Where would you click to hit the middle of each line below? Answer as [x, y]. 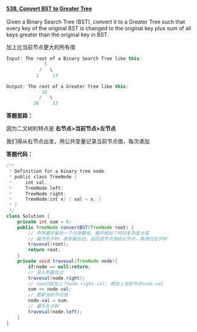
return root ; [45, 250]
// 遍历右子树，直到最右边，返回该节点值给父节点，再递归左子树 [98, 239]
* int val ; [28, 182]
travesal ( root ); [48, 244]
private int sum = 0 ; [44, 222]
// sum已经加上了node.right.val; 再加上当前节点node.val [96, 284]
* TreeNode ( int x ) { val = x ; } [55, 200]
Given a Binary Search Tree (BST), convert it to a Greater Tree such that [96, 22]
